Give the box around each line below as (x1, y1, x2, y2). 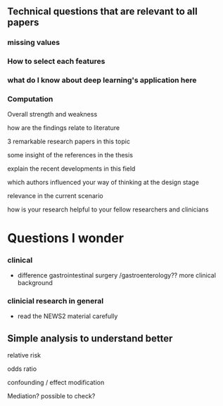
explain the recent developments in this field (7, 164, 136, 173)
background (17, 278, 53, 287)
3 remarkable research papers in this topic (7, 137, 130, 146)
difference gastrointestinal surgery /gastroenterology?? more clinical (17, 270, 217, 280)
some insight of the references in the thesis (7, 151, 134, 159)
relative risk (7, 351, 41, 360)
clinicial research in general (7, 296, 104, 306)
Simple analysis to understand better (7, 332, 173, 344)
